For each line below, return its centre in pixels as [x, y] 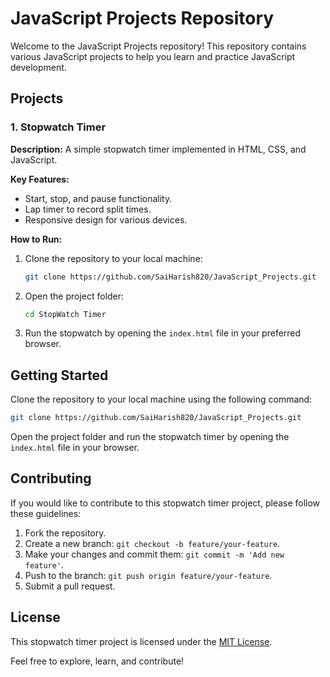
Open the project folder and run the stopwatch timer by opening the [150, 437]
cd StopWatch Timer [65, 314]
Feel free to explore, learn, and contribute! [97, 661]
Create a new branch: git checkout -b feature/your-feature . [152, 543]
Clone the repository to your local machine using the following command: [161, 399]
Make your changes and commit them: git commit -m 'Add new [154, 554]
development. [38, 67]
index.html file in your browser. [75, 448]
